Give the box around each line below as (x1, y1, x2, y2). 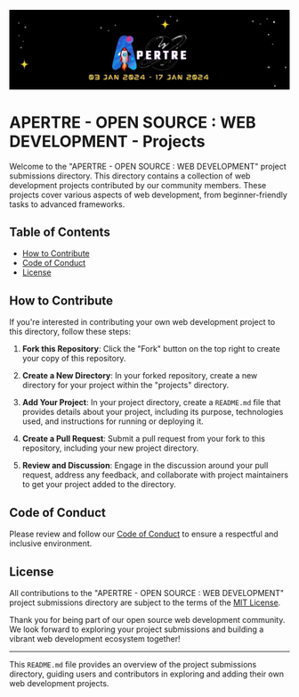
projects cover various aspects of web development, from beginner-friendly (9, 189, 287, 200)
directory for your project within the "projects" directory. (21, 380, 230, 391)
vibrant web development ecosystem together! (9, 633, 181, 643)
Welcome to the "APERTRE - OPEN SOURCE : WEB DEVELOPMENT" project (9, 161, 287, 171)
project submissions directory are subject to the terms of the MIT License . (9, 597, 281, 608)
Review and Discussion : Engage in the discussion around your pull (21, 461, 269, 471)
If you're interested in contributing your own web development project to (9, 317, 276, 328)
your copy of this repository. (21, 353, 126, 364)
